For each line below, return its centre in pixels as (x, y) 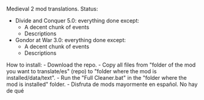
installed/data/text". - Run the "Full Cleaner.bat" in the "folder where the (97, 78)
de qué (15, 91)
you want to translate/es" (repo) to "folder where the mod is (82, 71)
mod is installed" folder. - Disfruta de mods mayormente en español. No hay (102, 84)
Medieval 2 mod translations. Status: (52, 9)
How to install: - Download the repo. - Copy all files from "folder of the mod (101, 65)
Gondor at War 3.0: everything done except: (71, 40)
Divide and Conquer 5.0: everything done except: (77, 20)
